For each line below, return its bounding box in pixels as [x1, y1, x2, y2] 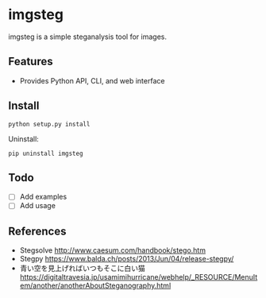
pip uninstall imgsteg [8, 149, 83, 157]
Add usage [19, 201, 56, 211]
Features [8, 55, 53, 68]
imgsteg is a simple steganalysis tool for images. [8, 32, 168, 41]
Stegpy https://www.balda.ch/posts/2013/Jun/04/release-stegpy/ [19, 254, 234, 264]
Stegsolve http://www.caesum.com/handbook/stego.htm [19, 246, 206, 255]
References [8, 224, 67, 238]
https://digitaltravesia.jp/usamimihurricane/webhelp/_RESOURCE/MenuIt [19, 273, 258, 282]
